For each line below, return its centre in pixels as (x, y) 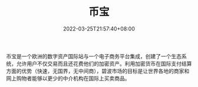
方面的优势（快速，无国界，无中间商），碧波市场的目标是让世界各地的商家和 (98, 71)
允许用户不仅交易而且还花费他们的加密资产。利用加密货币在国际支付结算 (104, 63)
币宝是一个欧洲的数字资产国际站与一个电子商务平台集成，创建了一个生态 (94, 56)
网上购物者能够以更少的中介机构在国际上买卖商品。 (68, 78)
